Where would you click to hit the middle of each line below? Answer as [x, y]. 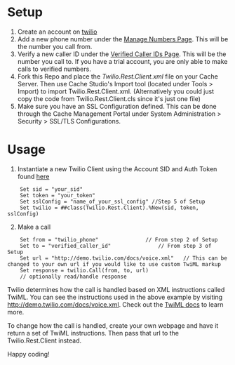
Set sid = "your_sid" [51, 189]
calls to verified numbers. [54, 69]
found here [33, 176]
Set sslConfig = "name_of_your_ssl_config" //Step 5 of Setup [113, 201]
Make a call [34, 227]
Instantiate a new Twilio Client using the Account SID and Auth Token [117, 168]
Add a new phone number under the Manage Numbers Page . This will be [123, 39]
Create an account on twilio [57, 32]
